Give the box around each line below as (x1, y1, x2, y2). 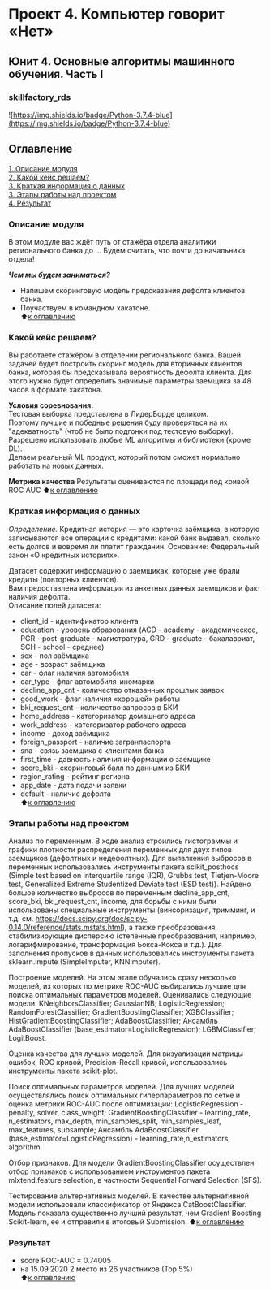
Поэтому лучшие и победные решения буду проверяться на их (8, 418, 229, 427)
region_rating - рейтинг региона (19, 771, 130, 781)
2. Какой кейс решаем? (8, 172, 90, 182)
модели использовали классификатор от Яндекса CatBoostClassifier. (8, 1199, 247, 1209)
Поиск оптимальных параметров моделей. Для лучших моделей (8, 1081, 234, 1091)
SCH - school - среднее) (19, 642, 105, 651)
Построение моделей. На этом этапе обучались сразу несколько (8, 972, 237, 982)
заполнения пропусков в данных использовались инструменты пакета (8, 948, 255, 958)
